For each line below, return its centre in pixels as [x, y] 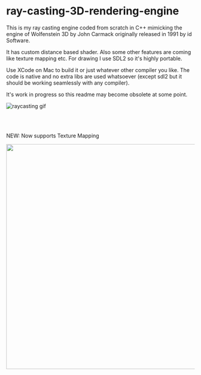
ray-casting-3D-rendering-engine [93, 11]
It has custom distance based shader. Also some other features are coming [99, 52]
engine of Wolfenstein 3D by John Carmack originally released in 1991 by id [99, 34]
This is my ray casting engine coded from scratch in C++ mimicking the [94, 28]
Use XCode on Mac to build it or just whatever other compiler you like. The [98, 70]
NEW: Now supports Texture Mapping [53, 136]
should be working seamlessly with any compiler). [68, 83]
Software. [18, 40]
